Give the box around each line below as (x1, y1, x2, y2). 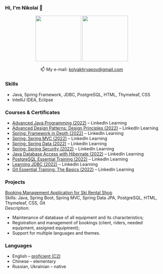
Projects (5, 179, 25, 185)
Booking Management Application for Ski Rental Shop (5, 190, 113, 196)
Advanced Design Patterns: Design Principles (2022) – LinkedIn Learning (12, 125, 159, 131)
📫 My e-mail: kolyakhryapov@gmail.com (40, 67, 123, 73)
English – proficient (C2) (12, 253, 61, 259)
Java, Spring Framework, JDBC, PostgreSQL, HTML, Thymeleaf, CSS (12, 91, 151, 97)
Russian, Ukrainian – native (12, 264, 67, 270)
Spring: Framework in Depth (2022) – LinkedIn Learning (12, 130, 124, 136)
